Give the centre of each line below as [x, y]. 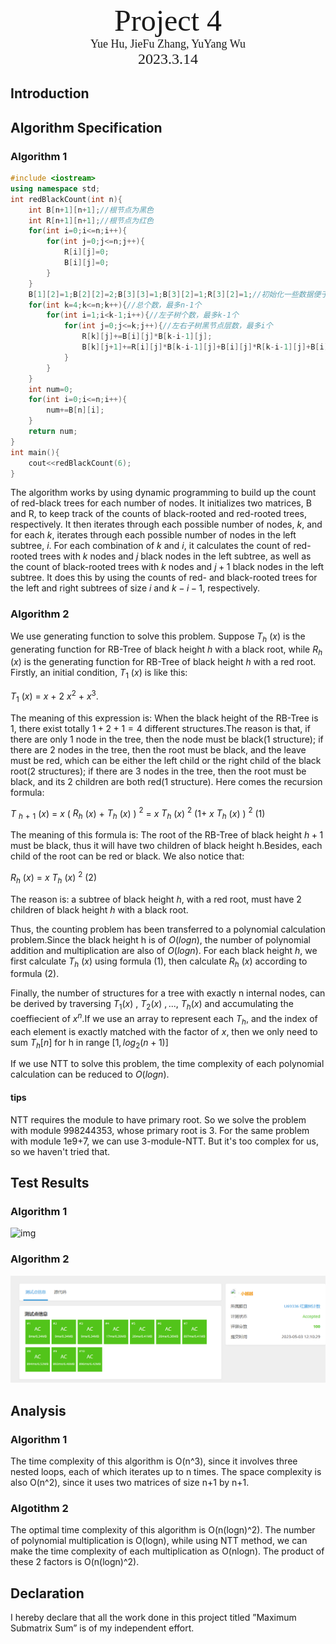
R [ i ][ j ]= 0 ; [86, 252]
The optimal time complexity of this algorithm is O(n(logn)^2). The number [163, 1530]
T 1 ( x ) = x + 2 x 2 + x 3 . [54, 696]
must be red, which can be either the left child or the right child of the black [166, 760]
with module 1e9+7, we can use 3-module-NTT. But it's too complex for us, [165, 1141]
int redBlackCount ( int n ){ [66, 199]
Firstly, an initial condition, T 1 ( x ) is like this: [99, 674]
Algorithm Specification [86, 127]
